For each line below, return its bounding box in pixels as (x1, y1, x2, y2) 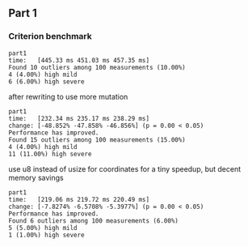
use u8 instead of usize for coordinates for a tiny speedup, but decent (8, 164, 242, 173)
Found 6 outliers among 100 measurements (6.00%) (8, 216, 179, 225)
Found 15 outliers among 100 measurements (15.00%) (8, 135, 186, 144)
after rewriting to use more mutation (8, 92, 128, 101)
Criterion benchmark (8, 31, 92, 42)
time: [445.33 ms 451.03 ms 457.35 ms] (8, 56, 150, 64)
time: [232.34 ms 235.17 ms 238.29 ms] (8, 114, 150, 122)
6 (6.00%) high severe (8, 77, 85, 86)
